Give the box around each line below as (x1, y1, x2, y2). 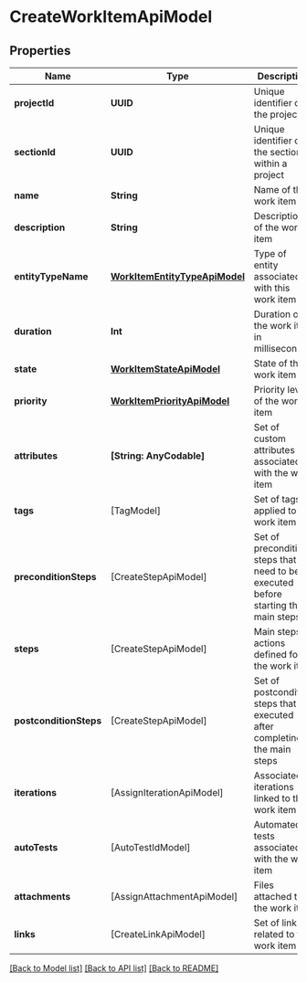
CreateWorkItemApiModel (9, 6, 213, 27)
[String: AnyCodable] (110, 449, 206, 462)
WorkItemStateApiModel (110, 363, 221, 375)
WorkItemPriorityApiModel (110, 395, 230, 407)
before (253, 587, 283, 600)
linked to (253, 792, 291, 805)
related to (253, 928, 295, 940)
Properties (9, 43, 71, 58)
